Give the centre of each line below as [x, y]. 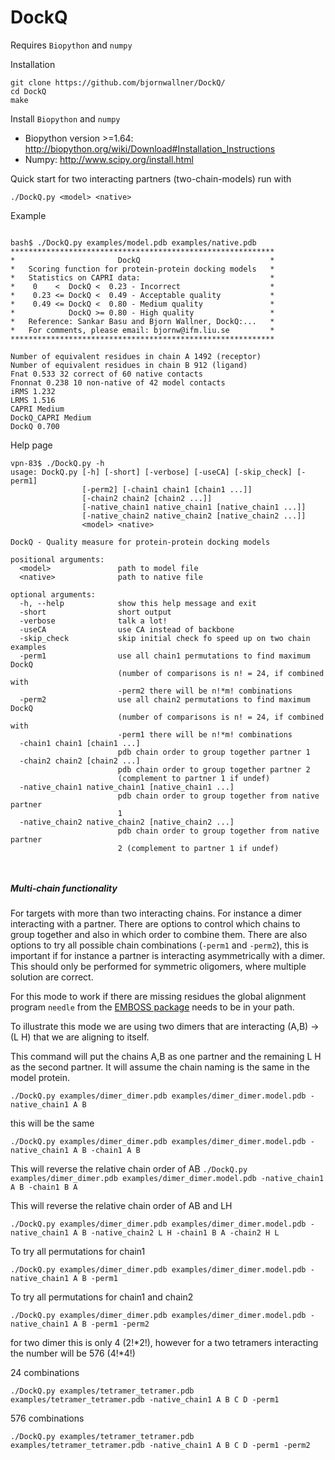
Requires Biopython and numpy [71, 45]
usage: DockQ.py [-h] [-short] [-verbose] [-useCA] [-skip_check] [151, 472]
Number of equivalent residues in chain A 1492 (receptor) [136, 356]
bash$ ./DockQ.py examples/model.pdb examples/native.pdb [133, 242]
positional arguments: [57, 559]
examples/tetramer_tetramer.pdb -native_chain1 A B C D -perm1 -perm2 [160, 1445]
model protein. [40, 1077]
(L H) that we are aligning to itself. [80, 1037]
